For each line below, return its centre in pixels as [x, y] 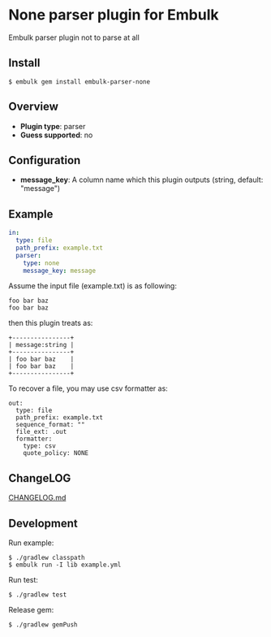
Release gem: [31, 610]
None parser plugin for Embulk [114, 15]
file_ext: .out [41, 432]
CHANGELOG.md [37, 498]
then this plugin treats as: [51, 323]
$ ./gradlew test [38, 595]
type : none [41, 263]
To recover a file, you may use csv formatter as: [88, 388]
